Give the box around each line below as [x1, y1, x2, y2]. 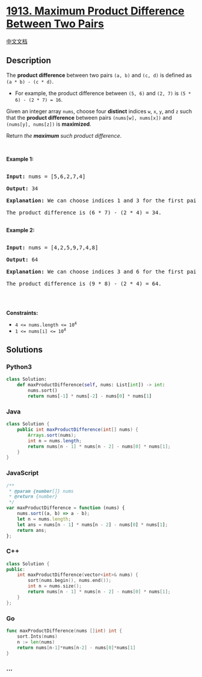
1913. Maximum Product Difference [6, 4, 185, 18]
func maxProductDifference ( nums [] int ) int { [6, 628, 122, 634]
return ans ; [17, 527, 47, 533]
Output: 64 [6, 256, 38, 263]
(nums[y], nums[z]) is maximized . [6, 120, 91, 128]
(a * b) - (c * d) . [6, 78, 54, 85]
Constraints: [6, 309, 38, 317]
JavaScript [6, 469, 39, 477]
